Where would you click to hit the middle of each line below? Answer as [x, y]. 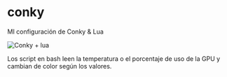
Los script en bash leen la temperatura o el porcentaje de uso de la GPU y [114, 58]
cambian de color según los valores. [60, 66]
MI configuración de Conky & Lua [55, 31]
